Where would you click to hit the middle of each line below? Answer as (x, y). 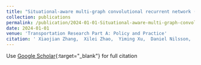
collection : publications (38, 17)
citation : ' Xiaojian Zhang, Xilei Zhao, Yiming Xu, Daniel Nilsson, (99, 39)
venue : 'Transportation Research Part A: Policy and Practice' (87, 34)
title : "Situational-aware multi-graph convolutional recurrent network (99, 12)
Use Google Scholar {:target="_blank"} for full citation (72, 56)
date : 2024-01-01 (28, 28)
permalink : (20, 22)
